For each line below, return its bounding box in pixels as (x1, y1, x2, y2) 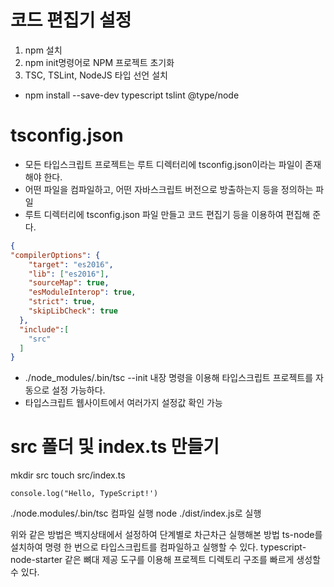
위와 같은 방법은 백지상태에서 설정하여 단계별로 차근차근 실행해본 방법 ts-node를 (10, 529, 323, 541)
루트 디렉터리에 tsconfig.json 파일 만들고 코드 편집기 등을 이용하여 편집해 (24, 208, 311, 220)
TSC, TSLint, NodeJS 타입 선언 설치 (24, 69, 168, 81)
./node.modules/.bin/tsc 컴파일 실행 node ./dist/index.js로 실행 (10, 507, 262, 520)
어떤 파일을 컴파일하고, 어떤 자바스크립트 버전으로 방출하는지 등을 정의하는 (24, 183, 314, 195)
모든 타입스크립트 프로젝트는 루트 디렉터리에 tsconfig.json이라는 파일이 (24, 158, 303, 170)
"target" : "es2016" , (28, 259, 114, 270)
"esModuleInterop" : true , (28, 287, 137, 298)
